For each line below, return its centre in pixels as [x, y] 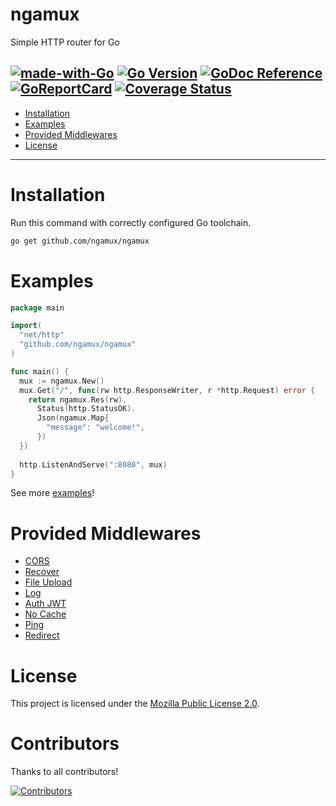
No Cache [45, 614]
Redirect [42, 635]
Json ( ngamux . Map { [73, 418]
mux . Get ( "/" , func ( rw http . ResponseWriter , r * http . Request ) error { [167, 390]
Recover [42, 572]
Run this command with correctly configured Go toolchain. [131, 222]
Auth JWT [45, 604]
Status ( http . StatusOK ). [86, 409]
